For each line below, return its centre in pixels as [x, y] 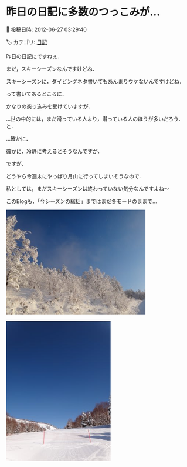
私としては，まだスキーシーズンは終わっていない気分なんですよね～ [88, 188]
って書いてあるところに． [37, 94]
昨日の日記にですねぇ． [34, 56]
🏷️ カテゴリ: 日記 [27, 42]
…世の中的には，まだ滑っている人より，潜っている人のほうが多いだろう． [95, 119]
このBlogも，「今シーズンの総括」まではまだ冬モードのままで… [81, 201]
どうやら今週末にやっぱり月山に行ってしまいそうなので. [74, 176]
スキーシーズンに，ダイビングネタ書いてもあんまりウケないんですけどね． [95, 81]
